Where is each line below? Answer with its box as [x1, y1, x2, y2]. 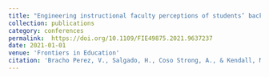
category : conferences [8, 26, 84, 34]
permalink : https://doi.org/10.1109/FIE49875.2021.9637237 [8, 34, 214, 43]
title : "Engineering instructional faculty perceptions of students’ [8, 11, 246, 20]
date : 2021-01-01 [8, 42, 66, 50]
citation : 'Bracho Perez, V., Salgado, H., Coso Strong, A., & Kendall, [8, 57, 256, 65]
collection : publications [8, 19, 94, 27]
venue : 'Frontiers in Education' [8, 49, 120, 57]
